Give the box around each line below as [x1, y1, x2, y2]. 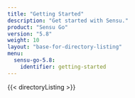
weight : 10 [7, 37, 40, 44]
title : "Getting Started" [7, 10, 84, 18]
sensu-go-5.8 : [13, 57, 55, 64]
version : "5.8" [7, 30, 53, 38]
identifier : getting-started [20, 63, 107, 70]
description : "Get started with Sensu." [7, 17, 129, 24]
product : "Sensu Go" [7, 23, 69, 31]
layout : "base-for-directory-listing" [7, 43, 122, 50]
